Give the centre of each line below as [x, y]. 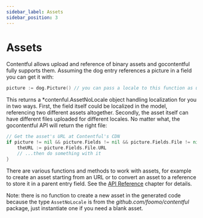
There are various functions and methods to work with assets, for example [99, 171]
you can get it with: [30, 77]
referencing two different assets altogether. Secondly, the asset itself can [98, 113]
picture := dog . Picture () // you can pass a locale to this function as [100, 88]
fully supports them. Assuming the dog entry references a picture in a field [99, 71]
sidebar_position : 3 [32, 18]
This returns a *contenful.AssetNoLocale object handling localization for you [101, 100]
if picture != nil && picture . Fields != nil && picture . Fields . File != [98, 142]
